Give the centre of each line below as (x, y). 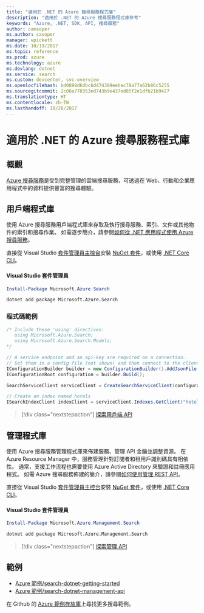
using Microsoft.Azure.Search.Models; (63, 341)
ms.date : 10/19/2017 (32, 46)
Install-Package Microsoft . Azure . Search (58, 289)
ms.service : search (31, 74)
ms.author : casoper (31, 35)
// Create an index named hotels (49, 396)
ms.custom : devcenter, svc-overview (53, 80)
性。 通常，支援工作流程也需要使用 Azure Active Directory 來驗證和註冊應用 (101, 467)
